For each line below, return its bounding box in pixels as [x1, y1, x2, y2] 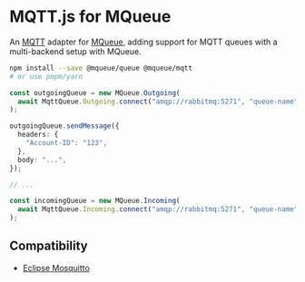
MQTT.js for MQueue [9, 6, 172, 27]
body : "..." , [17, 155, 67, 164]
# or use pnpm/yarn [9, 72, 84, 81]
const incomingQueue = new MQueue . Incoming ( [9, 197, 181, 206]
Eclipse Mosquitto [22, 262, 91, 273]
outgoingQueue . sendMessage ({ [9, 122, 120, 131]
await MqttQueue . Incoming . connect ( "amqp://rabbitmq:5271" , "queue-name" [17, 205, 299, 214]
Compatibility [9, 238, 88, 254]
